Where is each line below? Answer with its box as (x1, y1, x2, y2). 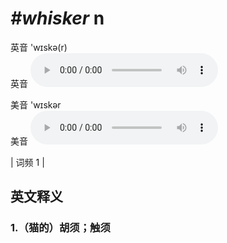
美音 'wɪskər (10, 98, 62, 111)
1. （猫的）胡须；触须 (10, 221, 111, 235)
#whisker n (10, 7, 105, 30)
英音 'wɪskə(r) (10, 41, 68, 53)
